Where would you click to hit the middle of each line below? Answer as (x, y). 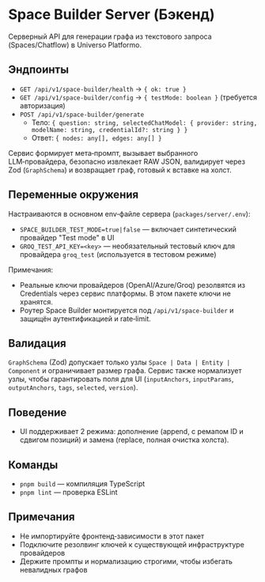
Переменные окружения (74, 195)
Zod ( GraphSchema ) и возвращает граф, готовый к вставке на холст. (120, 170)
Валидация (37, 343)
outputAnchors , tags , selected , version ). (73, 387)
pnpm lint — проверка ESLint (68, 492)
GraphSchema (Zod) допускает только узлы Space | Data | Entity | (119, 362)
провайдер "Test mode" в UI (67, 237)
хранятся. (36, 301)
